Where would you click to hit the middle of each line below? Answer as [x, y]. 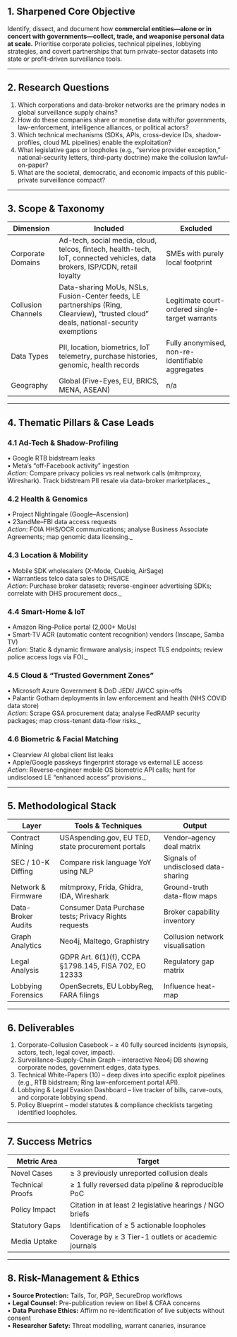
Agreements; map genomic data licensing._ [70, 537]
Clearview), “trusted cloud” [104, 314]
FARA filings [80, 995]
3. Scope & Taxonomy [56, 209]
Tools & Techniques [108, 826]
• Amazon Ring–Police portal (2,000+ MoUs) [72, 627]
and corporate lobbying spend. [62, 1098]
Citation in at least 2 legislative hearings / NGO [147, 1205]
